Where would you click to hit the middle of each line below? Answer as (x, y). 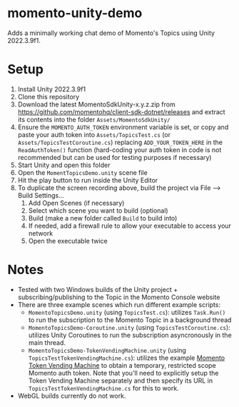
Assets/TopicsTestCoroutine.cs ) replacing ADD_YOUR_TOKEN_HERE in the (120, 142)
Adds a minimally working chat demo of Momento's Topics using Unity (111, 33)
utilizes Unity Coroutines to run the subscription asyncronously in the (130, 335)
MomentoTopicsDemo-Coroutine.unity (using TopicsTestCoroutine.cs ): (129, 327)
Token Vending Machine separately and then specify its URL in (120, 381)
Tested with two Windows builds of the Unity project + (98, 289)
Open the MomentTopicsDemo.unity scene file (82, 172)
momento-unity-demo (75, 13)
